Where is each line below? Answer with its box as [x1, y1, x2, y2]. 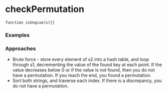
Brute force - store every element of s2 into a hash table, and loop [12, 56, 149, 62]
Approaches [5, 45, 36, 52]
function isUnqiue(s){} [5, 20, 55, 25]
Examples [5, 31, 30, 38]
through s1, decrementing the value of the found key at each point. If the [12, 61, 162, 68]
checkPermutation [5, 3, 84, 15]
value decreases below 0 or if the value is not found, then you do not [12, 67, 155, 73]
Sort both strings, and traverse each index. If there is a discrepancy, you [12, 77, 162, 83]
